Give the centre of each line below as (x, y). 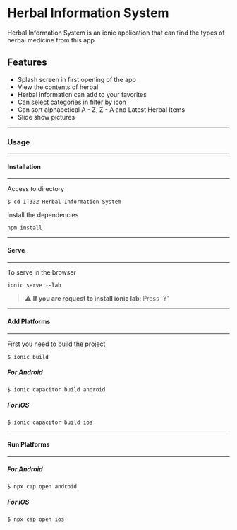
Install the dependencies (43, 215)
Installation (24, 166)
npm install (25, 228)
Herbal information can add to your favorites (82, 94)
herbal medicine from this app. (52, 40)
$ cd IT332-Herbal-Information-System (64, 202)
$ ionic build (28, 357)
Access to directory (36, 189)
